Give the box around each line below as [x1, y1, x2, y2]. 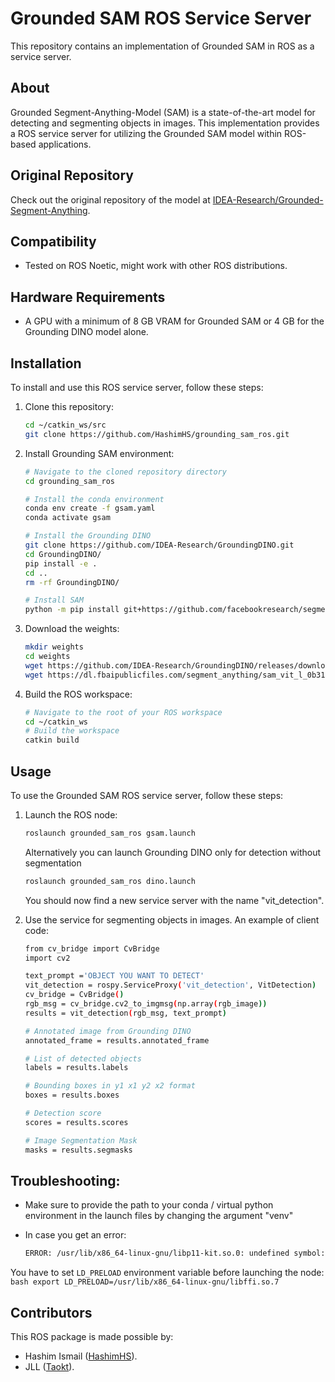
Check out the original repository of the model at [10, 193, 211, 206]
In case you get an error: [24, 1229, 127, 1241]
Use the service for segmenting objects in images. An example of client [24, 913, 320, 926]
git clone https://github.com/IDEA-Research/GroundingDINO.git [24, 540, 295, 550]
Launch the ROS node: [24, 808, 118, 821]
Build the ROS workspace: [24, 688, 133, 700]
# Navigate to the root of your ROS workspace [24, 707, 223, 717]
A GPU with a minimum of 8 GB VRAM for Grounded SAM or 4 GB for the [24, 315, 325, 327]
